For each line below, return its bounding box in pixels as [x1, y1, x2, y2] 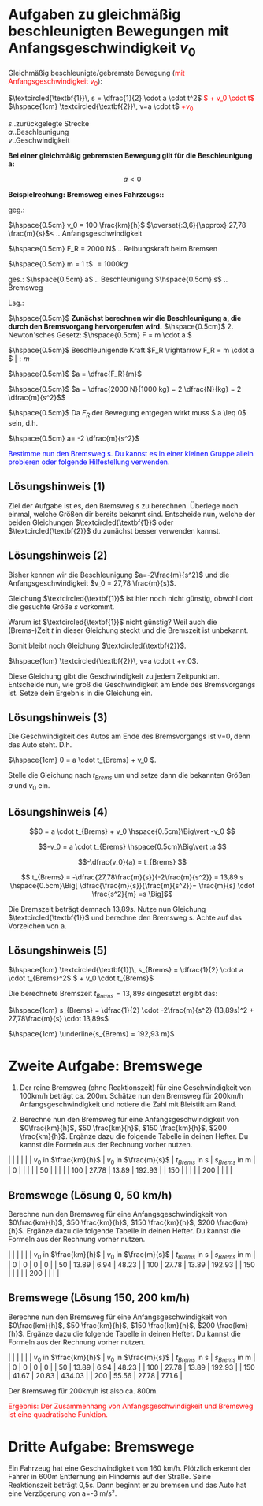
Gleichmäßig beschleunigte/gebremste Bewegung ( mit [8, 68, 185, 77]
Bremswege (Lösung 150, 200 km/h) [8, 1291, 191, 1305]
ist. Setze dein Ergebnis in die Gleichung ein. [8, 688, 154, 697]
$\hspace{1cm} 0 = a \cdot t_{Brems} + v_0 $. [8, 755, 157, 765]
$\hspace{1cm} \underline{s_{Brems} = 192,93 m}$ [8, 1029, 175, 1039]
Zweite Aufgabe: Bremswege [8, 1057, 203, 1075]
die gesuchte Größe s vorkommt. [8, 601, 115, 612]
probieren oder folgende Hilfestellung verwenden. [8, 457, 170, 467]
